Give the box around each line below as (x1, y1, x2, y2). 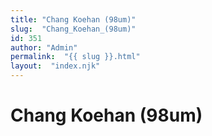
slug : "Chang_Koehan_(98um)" (10, 24, 137, 34)
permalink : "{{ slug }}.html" (10, 52, 141, 62)
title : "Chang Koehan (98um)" (10, 14, 137, 25)
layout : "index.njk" (10, 61, 101, 71)
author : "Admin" (10, 42, 78, 53)
